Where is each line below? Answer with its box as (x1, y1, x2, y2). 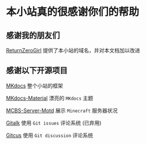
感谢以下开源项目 (6, 65, 68, 76)
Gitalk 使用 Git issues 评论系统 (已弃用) (6, 119, 102, 126)
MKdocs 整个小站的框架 (6, 82, 63, 89)
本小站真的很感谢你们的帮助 (6, 5, 140, 19)
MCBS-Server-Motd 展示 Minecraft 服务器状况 (6, 107, 118, 114)
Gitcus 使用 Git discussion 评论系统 (6, 132, 93, 139)
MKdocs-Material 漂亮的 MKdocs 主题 (6, 94, 93, 101)
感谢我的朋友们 (6, 30, 60, 40)
